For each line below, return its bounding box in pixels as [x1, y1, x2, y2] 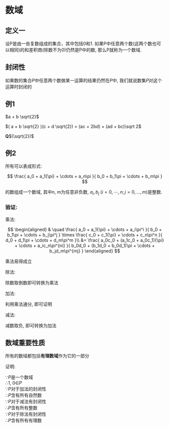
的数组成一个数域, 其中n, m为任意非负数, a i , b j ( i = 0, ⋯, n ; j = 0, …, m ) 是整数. [5, 189, 162, 197]
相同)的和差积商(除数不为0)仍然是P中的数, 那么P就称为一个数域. [9, 47, 142, 53]
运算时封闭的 [5, 84, 32, 90]
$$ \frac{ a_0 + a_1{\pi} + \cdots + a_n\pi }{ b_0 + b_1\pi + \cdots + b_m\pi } [7, 173, 162, 179]
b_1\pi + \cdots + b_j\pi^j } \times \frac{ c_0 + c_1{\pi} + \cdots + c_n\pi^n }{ [7, 231, 163, 237]
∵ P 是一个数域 [5, 374, 33, 381]
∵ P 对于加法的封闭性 [5, 386, 46, 392]
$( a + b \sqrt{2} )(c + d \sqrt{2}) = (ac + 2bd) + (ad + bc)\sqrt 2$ [5, 123, 142, 129]
